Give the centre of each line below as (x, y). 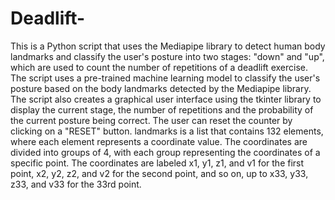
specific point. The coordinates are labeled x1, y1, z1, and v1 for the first (157, 163)
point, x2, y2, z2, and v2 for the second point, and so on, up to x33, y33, (159, 173)
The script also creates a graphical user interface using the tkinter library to (166, 99)
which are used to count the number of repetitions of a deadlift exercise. (159, 67)
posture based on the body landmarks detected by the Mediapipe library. (161, 88)
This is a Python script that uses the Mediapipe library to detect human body (168, 46)
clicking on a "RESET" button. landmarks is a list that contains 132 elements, (167, 131)
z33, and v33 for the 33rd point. (76, 184)
